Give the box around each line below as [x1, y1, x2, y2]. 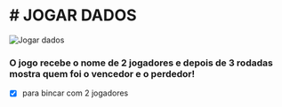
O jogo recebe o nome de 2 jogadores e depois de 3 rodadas [9, 57, 273, 69]
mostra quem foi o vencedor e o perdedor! [9, 67, 196, 80]
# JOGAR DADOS [9, 5, 137, 26]
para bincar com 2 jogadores [21, 88, 129, 98]
